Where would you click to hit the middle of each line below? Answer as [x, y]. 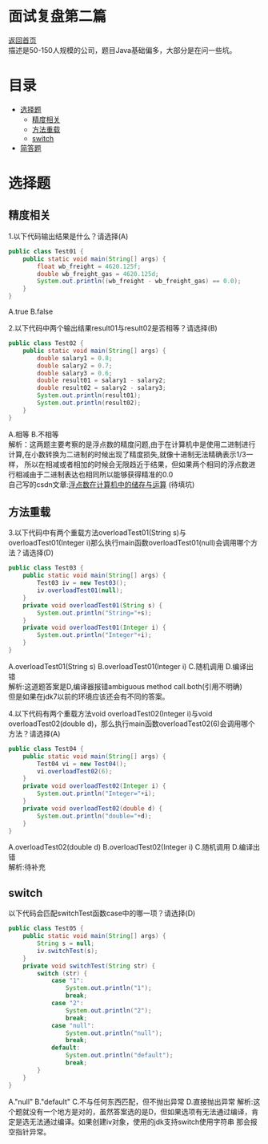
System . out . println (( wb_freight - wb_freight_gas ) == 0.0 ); [139, 282]
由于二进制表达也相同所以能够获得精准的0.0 [101, 474]
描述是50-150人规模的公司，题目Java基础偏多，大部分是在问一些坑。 [122, 50]
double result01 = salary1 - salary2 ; [102, 381]
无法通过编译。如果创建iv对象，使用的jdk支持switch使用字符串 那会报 [143, 1122]
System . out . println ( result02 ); [89, 403]
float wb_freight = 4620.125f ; [89, 266]
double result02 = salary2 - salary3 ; [102, 388]
